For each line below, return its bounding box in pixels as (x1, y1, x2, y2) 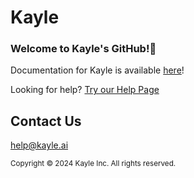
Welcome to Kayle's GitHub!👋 (10, 42, 157, 56)
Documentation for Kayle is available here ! (10, 64, 185, 76)
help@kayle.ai (10, 139, 69, 151)
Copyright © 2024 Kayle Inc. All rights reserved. (10, 159, 177, 169)
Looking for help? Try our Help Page (10, 84, 160, 96)
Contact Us (10, 112, 82, 130)
